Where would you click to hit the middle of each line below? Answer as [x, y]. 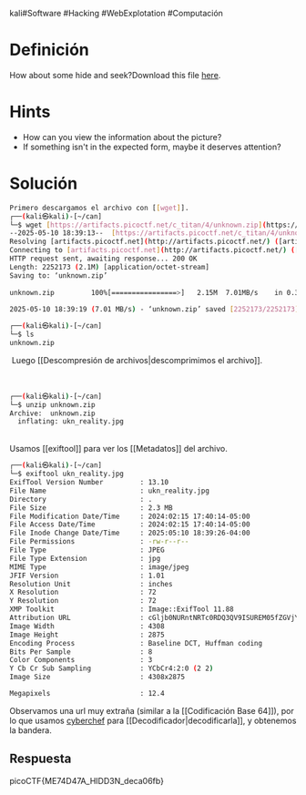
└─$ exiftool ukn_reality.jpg [67, 474]
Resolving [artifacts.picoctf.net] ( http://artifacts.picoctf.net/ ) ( [144, 242]
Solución [44, 183]
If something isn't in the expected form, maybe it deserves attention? [152, 147]
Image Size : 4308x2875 [97, 678]
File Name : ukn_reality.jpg [109, 491]
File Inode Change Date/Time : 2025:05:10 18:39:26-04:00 [130, 533]
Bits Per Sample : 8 [81, 652]
